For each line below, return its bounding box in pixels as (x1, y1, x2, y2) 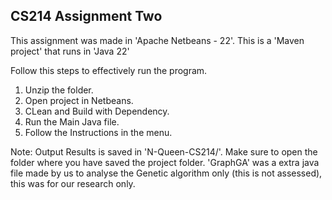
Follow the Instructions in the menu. (24, 126, 173, 138)
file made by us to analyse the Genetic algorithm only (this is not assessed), (10, 167, 323, 179)
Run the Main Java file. (24, 115, 120, 128)
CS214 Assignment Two (10, 8, 163, 25)
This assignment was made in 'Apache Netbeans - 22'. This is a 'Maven (10, 34, 305, 46)
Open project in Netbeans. (24, 94, 134, 106)
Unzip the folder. (24, 84, 94, 96)
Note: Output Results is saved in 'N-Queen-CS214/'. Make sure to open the (10, 145, 318, 158)
